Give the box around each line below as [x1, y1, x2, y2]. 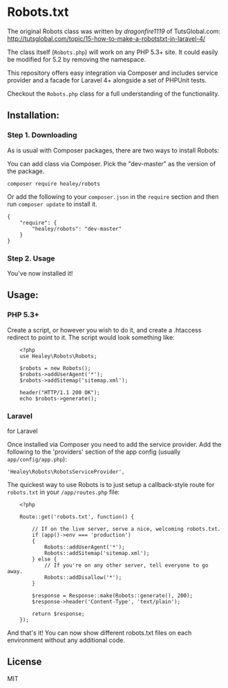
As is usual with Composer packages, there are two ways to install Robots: [7, 146, 220, 155]
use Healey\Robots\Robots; [19, 353, 97, 360]
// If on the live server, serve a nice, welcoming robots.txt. [32, 525, 221, 532]
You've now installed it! [7, 269, 73, 277]
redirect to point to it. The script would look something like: [7, 333, 175, 342]
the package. [7, 167, 45, 175]
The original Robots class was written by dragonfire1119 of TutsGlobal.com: [7, 27, 221, 35]
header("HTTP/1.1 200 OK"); [19, 389, 100, 396]
